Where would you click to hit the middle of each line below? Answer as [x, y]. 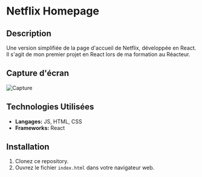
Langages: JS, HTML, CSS [49, 121]
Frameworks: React [40, 127]
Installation [28, 147]
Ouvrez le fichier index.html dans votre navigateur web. [85, 168]
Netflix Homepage [53, 11]
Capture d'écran [38, 73]
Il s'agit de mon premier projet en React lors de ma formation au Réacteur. [98, 54]
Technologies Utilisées [50, 107]
